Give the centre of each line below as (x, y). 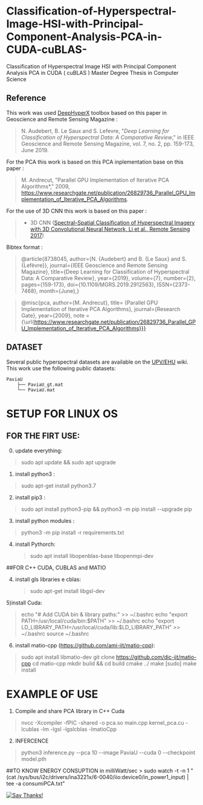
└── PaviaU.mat (36, 390)
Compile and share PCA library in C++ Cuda (70, 711)
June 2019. (35, 150)
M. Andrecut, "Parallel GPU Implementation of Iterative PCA (95, 180)
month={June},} (59, 290)
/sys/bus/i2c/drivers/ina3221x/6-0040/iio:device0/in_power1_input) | (103, 777)
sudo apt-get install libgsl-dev (67, 591)
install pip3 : (30, 497)
